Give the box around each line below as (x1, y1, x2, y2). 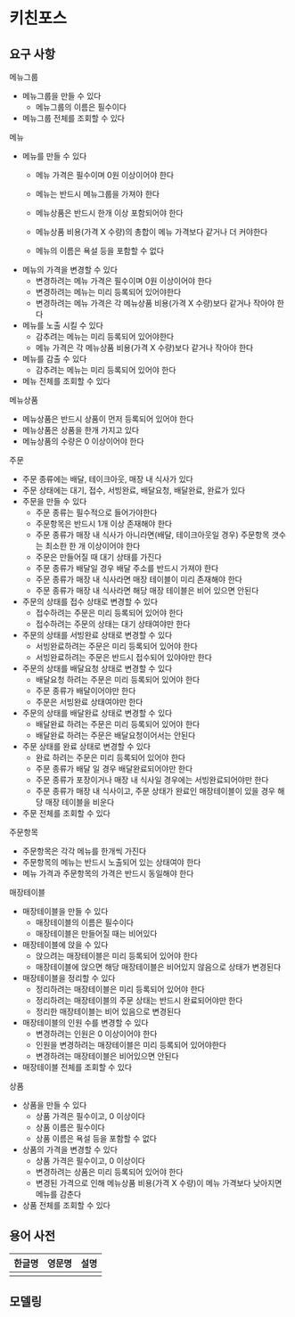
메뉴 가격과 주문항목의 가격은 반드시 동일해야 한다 (21, 868, 194, 879)
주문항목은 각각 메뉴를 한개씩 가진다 (21, 846, 147, 856)
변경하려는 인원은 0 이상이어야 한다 (35, 1028, 158, 1039)
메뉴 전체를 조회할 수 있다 (21, 376, 111, 386)
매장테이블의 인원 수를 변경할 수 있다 (21, 1018, 149, 1027)
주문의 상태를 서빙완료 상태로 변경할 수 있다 (21, 630, 173, 640)
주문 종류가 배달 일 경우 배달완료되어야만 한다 (35, 764, 193, 773)
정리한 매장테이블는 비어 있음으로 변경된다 (35, 1006, 182, 1017)
